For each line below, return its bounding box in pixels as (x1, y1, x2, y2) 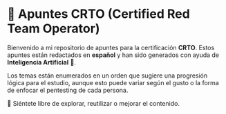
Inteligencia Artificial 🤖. (7, 58, 76, 66)
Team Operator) (7, 21, 100, 36)
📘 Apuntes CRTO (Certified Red (7, 6, 190, 22)
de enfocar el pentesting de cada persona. (7, 86, 129, 94)
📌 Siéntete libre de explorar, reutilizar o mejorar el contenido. (7, 99, 180, 107)
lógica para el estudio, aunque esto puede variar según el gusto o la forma (7, 78, 219, 87)
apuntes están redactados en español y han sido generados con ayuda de (7, 51, 220, 59)
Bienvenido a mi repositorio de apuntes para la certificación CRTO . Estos (7, 43, 215, 52)
